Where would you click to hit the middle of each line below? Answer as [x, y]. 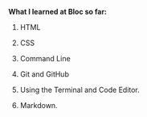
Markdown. [39, 105]
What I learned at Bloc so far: [57, 12]
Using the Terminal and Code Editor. [80, 90]
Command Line [45, 58]
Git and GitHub [45, 74]
